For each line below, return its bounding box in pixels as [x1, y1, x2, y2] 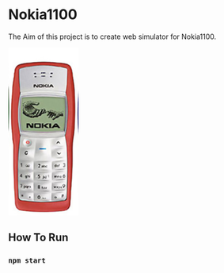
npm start [8, 256, 46, 265]
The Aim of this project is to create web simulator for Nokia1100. [8, 32, 217, 41]
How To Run [8, 231, 69, 244]
